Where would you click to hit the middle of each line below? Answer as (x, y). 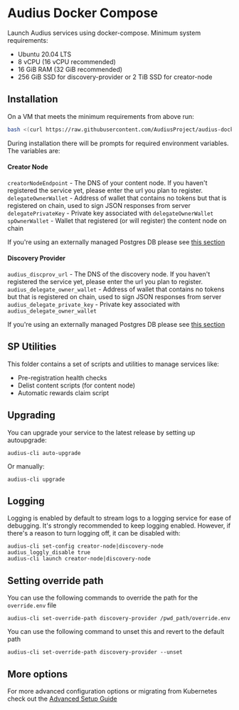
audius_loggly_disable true (49, 553)
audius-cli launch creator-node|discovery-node (79, 559)
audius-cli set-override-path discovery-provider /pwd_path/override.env (119, 618)
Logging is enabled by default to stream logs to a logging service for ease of (119, 518)
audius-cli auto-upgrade (44, 453)
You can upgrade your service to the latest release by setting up (101, 432)
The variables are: (34, 150)
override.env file (32, 605)
